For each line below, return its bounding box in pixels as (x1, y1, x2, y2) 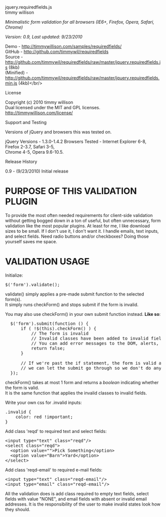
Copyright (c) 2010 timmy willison (5, 99, 73, 105)
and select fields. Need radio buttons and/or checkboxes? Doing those (5, 233, 149, 239)
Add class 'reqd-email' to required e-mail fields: (5, 467, 103, 473)
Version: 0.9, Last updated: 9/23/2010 (5, 34, 83, 40)
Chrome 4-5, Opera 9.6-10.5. (5, 149, 64, 155)
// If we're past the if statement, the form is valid (20, 360, 157, 366)
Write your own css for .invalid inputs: (5, 399, 82, 405)
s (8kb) (5, 64, 20, 70)
